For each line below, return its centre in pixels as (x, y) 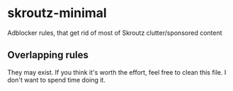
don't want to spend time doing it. (57, 80)
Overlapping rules (48, 55)
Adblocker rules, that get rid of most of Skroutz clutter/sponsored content (115, 33)
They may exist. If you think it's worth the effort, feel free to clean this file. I (117, 72)
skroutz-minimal (57, 13)
